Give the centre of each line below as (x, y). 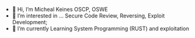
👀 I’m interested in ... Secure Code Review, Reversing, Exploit (88, 16)
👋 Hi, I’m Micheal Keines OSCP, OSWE (60, 9)
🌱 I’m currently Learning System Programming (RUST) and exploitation (101, 28)
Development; (30, 22)
